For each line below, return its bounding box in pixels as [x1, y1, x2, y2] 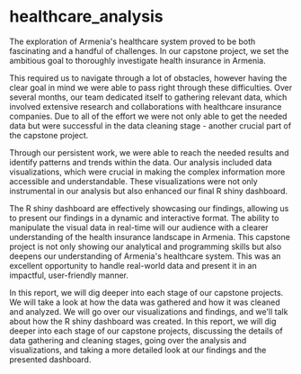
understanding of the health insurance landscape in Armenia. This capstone [9, 231, 290, 242]
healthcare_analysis [9, 6, 164, 27]
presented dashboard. [9, 353, 92, 365]
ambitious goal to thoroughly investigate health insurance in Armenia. [9, 55, 267, 66]
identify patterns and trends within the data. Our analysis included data [9, 156, 272, 167]
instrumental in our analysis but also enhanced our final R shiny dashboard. [9, 185, 288, 196]
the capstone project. [9, 129, 89, 140]
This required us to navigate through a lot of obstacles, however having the [9, 72, 288, 83]
